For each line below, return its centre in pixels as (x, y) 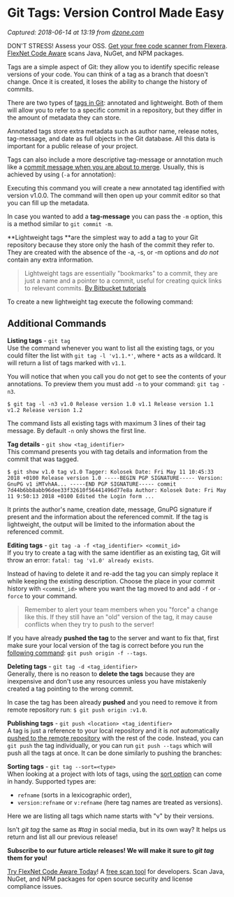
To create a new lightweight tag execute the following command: (100, 302)
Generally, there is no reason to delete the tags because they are (101, 674)
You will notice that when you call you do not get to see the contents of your (117, 376)
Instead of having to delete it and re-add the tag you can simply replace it (113, 573)
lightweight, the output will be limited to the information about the (101, 524)
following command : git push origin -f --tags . (78, 653)
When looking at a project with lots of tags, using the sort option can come (115, 774)
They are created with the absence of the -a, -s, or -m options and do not (113, 252)
